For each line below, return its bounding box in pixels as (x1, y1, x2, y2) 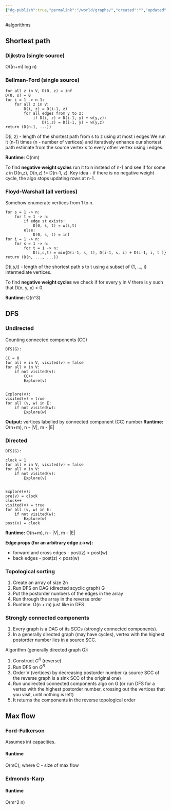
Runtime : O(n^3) (5, 294, 41, 301)
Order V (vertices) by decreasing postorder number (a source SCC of (12, 670, 160, 676)
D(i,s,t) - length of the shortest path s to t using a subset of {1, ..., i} (5, 263, 147, 270)
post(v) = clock (5, 520, 40, 525)
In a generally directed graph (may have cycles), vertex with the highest (12, 631, 165, 638)
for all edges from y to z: (24, 111, 84, 116)
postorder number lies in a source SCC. (12, 637, 97, 643)
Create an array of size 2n (12, 579, 68, 586)
